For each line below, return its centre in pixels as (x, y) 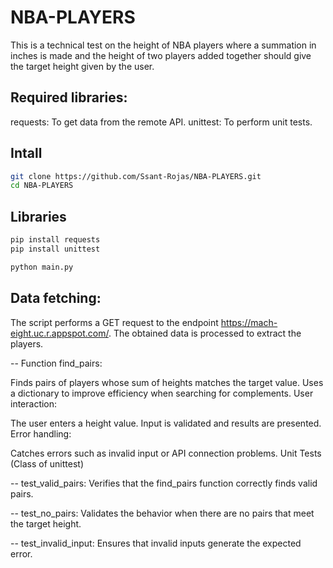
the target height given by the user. (82, 66)
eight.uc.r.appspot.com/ (59, 333)
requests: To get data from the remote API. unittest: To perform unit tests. (161, 122)
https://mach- (249, 322)
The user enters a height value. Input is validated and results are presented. (166, 423)
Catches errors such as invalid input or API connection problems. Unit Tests (166, 453)
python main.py (42, 267)
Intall (26, 153)
